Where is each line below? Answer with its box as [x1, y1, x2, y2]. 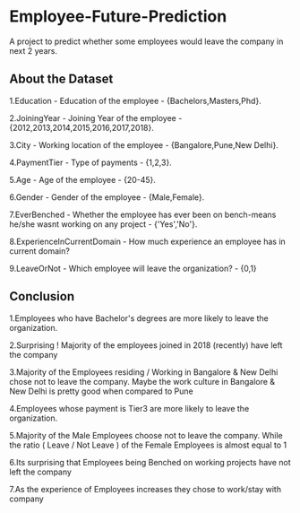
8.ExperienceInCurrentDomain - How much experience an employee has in [9, 236, 287, 247]
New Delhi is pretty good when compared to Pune [9, 386, 194, 396]
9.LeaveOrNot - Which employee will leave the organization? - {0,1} [9, 263, 257, 274]
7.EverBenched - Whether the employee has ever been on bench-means [9, 209, 277, 220]
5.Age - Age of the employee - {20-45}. [9, 174, 157, 185]
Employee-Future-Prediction [9, 6, 227, 27]
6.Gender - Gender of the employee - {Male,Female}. [9, 191, 205, 203]
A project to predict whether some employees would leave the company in [9, 36, 284, 47]
